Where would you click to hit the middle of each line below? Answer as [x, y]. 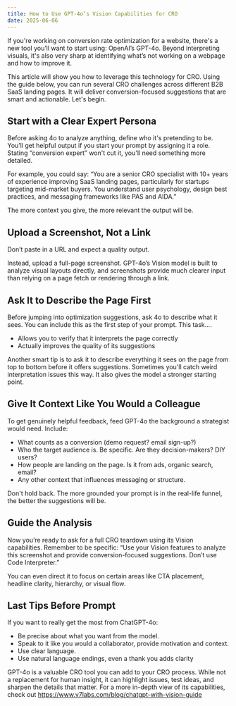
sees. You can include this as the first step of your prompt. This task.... [110, 324]
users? [27, 457]
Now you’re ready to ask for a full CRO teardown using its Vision [100, 540]
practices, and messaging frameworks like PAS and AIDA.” [92, 197]
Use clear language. [46, 651]
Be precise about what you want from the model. [88, 636]
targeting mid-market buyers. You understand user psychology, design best [117, 189]
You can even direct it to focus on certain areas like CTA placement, [106, 576]
